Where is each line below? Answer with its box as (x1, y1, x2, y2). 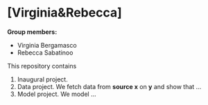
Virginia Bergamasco (17, 41, 78, 49)
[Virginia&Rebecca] (7, 5, 123, 21)
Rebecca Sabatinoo (17, 48, 73, 57)
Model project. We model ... (17, 90, 97, 98)
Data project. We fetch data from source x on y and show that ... (17, 82, 202, 90)
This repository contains (7, 61, 77, 70)
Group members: (7, 28, 58, 36)
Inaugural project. (17, 75, 68, 84)
